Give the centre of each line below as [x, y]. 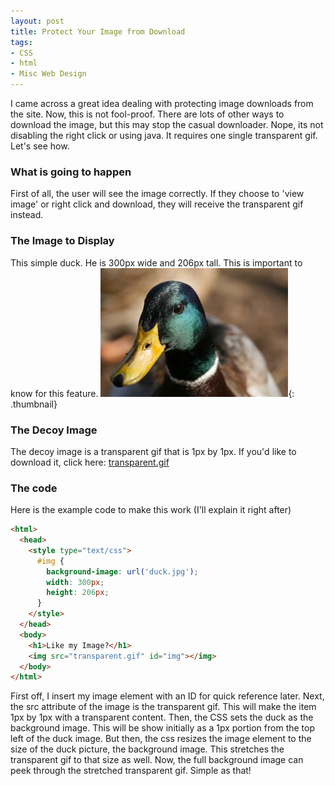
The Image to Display [62, 241]
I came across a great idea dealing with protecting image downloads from [162, 103]
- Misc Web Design [48, 74]
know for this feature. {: [152, 393]
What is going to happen [71, 172]
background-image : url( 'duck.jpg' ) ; [122, 571]
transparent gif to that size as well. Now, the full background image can [157, 760]
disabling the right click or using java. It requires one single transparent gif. [164, 135]
